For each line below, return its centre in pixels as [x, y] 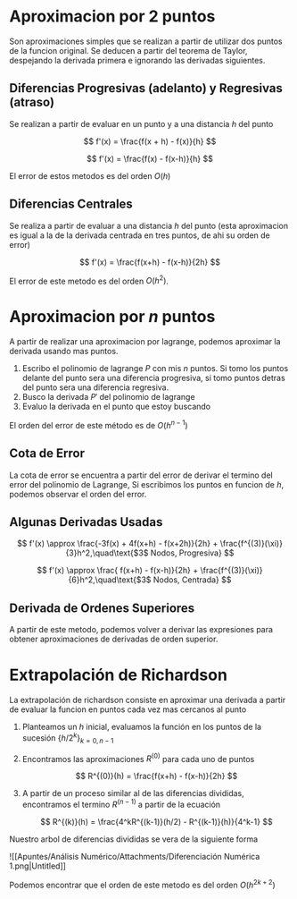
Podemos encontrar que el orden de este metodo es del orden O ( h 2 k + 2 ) [143, 884]
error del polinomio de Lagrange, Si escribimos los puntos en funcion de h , [147, 484]
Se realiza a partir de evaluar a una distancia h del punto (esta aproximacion [148, 225]
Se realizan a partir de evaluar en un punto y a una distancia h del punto [141, 123]
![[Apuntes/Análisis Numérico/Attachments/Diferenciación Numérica [135, 856]
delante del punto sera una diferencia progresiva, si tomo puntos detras [153, 378]
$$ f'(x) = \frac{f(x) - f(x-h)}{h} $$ [150, 158]
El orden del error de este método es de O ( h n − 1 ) [99, 424]
